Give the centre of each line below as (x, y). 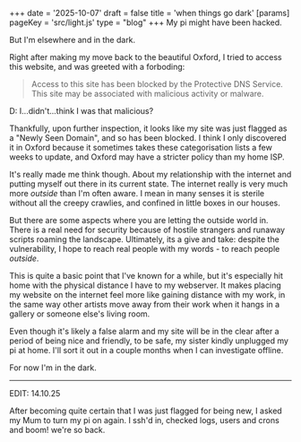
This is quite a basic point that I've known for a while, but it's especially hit (146, 276)
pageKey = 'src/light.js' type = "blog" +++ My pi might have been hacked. (146, 22)
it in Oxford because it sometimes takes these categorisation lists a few (141, 147)
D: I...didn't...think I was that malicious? (82, 111)
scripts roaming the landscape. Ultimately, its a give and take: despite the (144, 239)
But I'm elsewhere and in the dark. (73, 40)
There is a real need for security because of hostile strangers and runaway (147, 230)
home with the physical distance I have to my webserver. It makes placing (146, 285)
